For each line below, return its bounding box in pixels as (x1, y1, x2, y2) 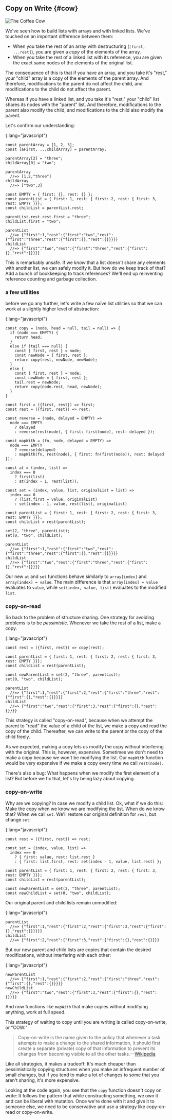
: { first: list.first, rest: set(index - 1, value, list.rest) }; (14, 859, 162, 864)
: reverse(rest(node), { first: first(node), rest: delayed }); (14, 429, 155, 434)
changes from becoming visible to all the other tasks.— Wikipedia (17, 1051, 156, 1057)
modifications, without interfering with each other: (5, 952, 111, 958)
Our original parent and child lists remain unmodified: (5, 899, 118, 905)
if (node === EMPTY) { (10, 330, 59, 336)
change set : (5, 816, 31, 822)
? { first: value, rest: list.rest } (14, 854, 95, 860)
